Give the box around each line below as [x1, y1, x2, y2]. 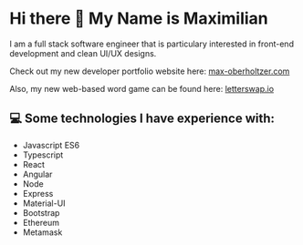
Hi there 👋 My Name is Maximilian [9, 8, 269, 29]
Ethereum [22, 217, 59, 228]
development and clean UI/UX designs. [9, 47, 157, 58]
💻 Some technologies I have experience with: [9, 111, 276, 127]
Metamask [22, 227, 63, 238]
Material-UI [22, 198, 66, 209]
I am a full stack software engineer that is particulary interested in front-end [9, 38, 295, 49]
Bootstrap [22, 207, 60, 218]
